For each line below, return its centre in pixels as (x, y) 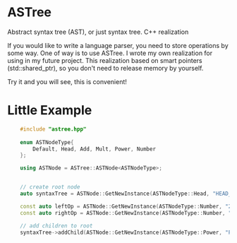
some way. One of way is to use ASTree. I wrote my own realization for (110, 53)
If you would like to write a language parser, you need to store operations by (118, 45)
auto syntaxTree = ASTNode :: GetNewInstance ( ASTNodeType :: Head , (115, 194)
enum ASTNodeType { (47, 142)
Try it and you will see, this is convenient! (67, 81)
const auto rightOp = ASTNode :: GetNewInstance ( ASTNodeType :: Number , (123, 213)
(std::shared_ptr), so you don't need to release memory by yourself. (105, 68)
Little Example (50, 111)
